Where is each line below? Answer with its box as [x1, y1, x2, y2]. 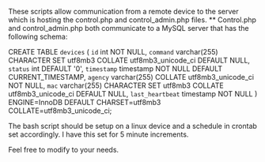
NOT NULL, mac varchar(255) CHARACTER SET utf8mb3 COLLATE [8, 81, 224, 90]
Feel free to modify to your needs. [8, 145, 119, 154]
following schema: [8, 32, 68, 41]
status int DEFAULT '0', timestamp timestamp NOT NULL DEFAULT [8, 64, 223, 73]
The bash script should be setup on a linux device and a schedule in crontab [8, 122, 257, 130]
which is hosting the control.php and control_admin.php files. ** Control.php [8, 15, 257, 24]
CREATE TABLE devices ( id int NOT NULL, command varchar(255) [8, 47, 219, 56]
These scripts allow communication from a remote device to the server [8, 7, 239, 16]
